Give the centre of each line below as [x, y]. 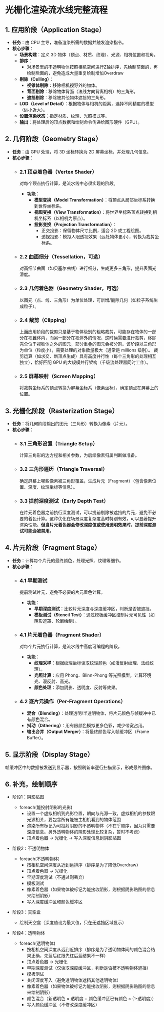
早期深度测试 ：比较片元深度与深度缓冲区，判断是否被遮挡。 [94, 609]
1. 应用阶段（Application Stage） [55, 30]
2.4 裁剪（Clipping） [44, 320]
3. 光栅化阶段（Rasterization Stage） [62, 411]
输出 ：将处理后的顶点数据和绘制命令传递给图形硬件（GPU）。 [81, 122]
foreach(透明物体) [37, 943]
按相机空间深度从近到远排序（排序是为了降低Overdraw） [84, 865]
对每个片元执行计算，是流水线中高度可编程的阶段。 [71, 646]
